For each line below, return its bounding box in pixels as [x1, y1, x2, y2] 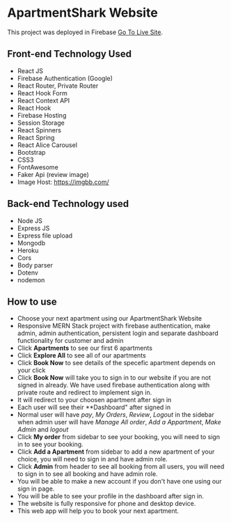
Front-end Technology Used [7, 48, 132, 60]
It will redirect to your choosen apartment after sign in [17, 396, 172, 404]
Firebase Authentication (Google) [17, 74, 113, 82]
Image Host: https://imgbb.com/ [17, 178, 109, 186]
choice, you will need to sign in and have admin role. [17, 455, 168, 463]
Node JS [17, 216, 43, 224]
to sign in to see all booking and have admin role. [17, 470, 158, 478]
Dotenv [17, 268, 38, 277]
